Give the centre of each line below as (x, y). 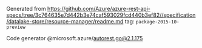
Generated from (26, 9)
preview (16, 27)
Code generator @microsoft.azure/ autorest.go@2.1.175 (75, 38)
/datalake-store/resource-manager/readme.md (65, 21)
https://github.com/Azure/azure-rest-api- (99, 9)
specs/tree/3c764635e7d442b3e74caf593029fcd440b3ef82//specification (101, 15)
